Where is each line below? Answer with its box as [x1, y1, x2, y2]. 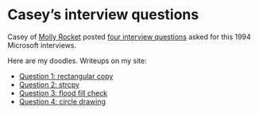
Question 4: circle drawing [18, 96, 106, 106]
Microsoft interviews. [7, 40, 77, 49]
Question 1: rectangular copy [18, 71, 114, 81]
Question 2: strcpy [18, 80, 80, 89]
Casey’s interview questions [7, 6, 199, 24]
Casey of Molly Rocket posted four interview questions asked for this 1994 [7, 32, 251, 41]
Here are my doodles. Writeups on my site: [7, 56, 148, 65]
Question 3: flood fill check [18, 88, 108, 97]
